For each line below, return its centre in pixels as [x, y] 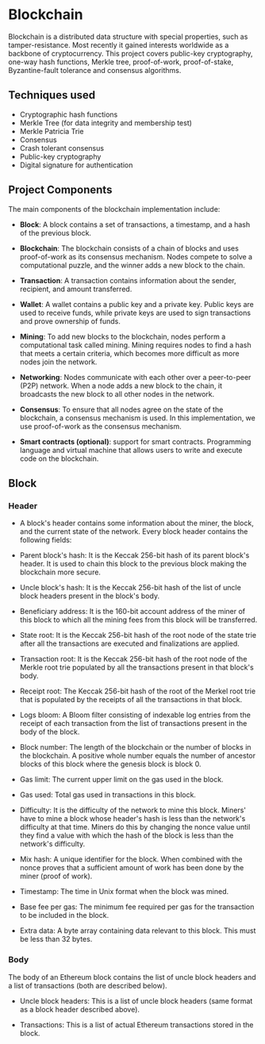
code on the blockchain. [59, 459]
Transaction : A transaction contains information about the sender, [128, 280]
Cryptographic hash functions [69, 114]
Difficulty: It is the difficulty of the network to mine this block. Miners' [133, 810]
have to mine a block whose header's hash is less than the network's [132, 819]
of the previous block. [56, 232]
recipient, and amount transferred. [76, 289]
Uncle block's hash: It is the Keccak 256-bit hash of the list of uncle [131, 588]
